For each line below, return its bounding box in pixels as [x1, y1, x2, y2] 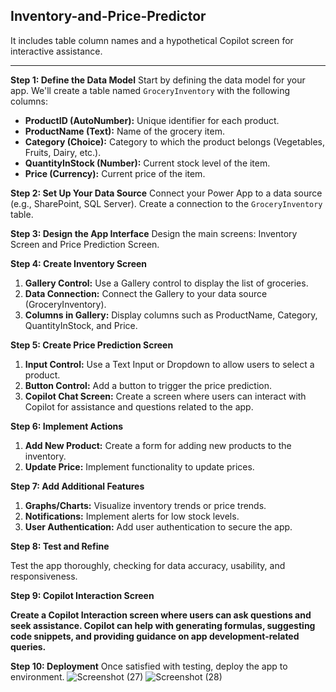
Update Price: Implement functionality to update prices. [24, 460, 255, 473]
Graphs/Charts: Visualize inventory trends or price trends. [24, 499, 267, 511]
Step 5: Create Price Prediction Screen [10, 339, 174, 351]
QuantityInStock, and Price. [24, 319, 138, 331]
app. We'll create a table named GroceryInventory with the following [10, 84, 291, 96]
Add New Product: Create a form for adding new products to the [24, 439, 292, 451]
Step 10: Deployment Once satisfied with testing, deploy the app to [10, 660, 288, 672]
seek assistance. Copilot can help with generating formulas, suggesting [10, 619, 316, 631]
